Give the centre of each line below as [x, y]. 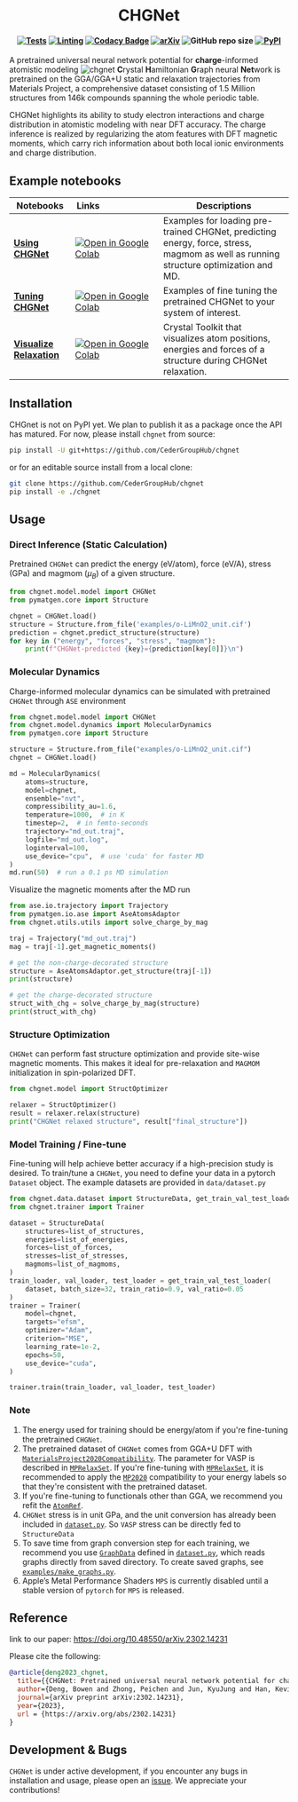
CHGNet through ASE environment [68, 700]
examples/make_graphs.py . [69, 1571]
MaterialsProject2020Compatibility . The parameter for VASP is [138, 1458]
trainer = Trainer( [45, 1306]
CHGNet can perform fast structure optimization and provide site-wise [134, 1054]
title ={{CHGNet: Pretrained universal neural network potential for [146, 1681]
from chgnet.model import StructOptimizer [89, 1089]
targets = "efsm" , [55, 1322]
